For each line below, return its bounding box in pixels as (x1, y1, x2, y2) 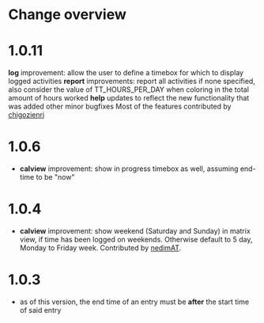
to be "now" (36, 173, 75, 182)
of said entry (19, 305, 62, 314)
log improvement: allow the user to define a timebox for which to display (8, 68, 243, 78)
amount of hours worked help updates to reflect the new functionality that (8, 93, 250, 103)
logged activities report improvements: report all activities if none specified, (8, 77, 255, 86)
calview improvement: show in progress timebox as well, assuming (19, 164, 239, 173)
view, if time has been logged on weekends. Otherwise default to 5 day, (19, 235, 253, 244)
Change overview (8, 6, 126, 24)
